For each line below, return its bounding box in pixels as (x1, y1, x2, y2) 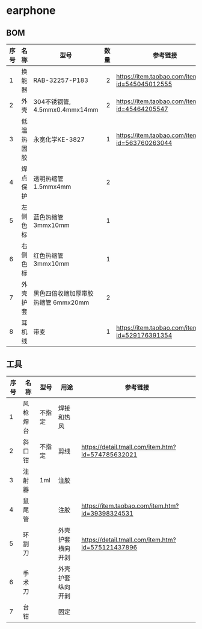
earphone (6, 4, 56, 18)
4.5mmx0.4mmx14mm (33, 106, 99, 113)
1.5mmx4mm (33, 182, 72, 191)
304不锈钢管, (33, 98, 71, 106)
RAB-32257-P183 (33, 76, 88, 85)
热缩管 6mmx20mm (33, 298, 90, 307)
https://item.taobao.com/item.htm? (81, 502, 179, 510)
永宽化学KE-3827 (33, 135, 85, 144)
